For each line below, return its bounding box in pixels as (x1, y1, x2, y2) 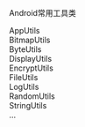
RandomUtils (9, 91, 55, 101)
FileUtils (9, 72, 39, 82)
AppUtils (9, 26, 40, 35)
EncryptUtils (9, 63, 54, 73)
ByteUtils (9, 44, 42, 55)
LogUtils (9, 82, 39, 92)
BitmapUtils (9, 34, 51, 45)
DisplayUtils (9, 54, 53, 63)
